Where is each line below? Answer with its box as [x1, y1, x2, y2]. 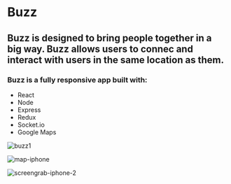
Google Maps [17, 127, 57, 136]
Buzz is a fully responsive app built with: [7, 75, 148, 85]
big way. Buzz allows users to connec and [7, 43, 194, 55]
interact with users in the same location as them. [7, 54, 224, 66]
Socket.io [17, 120, 45, 129]
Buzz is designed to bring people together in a [7, 32, 212, 44]
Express [17, 106, 41, 114]
